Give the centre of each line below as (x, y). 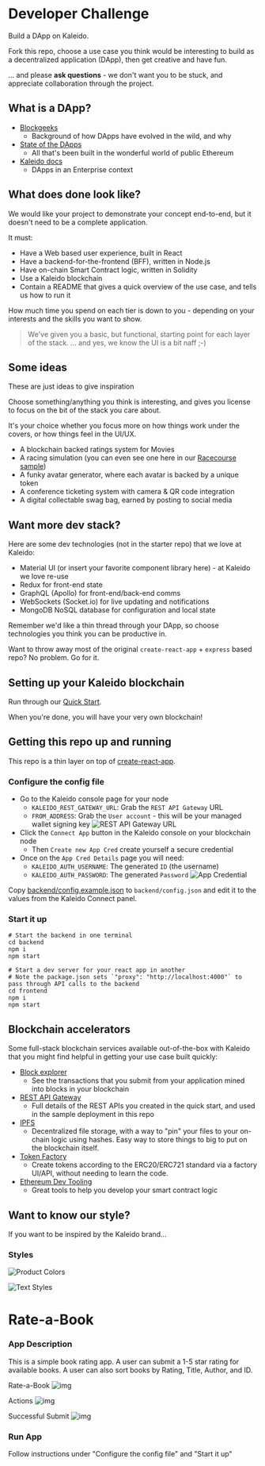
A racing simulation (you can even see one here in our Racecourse (128, 458)
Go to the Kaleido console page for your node (94, 799)
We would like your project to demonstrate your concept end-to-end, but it (130, 213)
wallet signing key (61, 824)
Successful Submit (39, 1416)
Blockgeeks (39, 127)
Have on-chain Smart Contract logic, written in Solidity (108, 270)
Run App (25, 1437)
